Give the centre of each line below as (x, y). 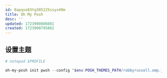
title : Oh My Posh (24, 14)
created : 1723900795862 (30, 28)
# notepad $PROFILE (25, 61)
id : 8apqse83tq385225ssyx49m (35, 10)
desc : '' (14, 19)
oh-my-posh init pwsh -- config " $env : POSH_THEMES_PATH (63, 70)
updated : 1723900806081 (30, 24)
